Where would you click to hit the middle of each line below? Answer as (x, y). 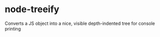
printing (13, 28)
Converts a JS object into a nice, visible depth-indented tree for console (80, 23)
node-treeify (32, 9)
